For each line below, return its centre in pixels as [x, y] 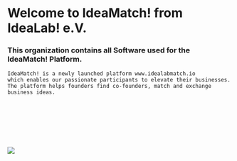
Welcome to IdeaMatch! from [95, 13]
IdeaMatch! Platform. [45, 60]
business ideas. [31, 93]
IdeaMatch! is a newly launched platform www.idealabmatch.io [101, 74]
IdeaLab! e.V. [47, 28]
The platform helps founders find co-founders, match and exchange [110, 87]
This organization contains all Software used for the [99, 50]
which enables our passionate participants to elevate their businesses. [119, 80]
